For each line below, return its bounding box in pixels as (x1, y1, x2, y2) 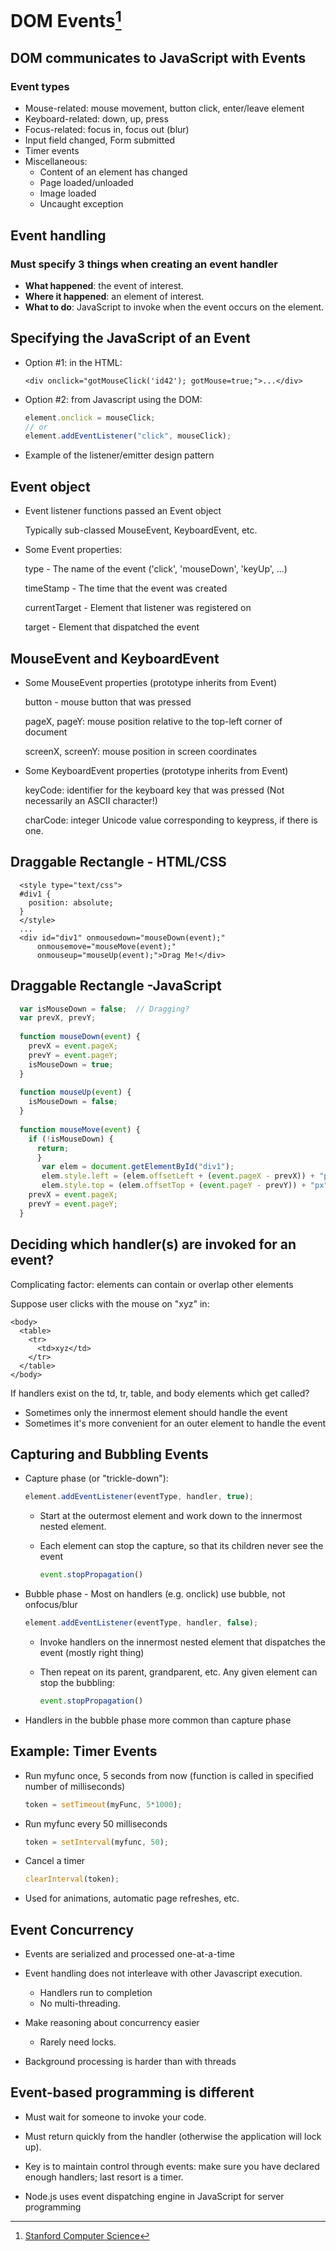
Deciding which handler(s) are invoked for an (10, 1236, 297, 1253)
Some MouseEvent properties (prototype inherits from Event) (24, 676, 278, 688)
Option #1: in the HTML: (24, 356, 123, 368)
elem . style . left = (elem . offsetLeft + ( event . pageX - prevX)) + (41, 1171, 315, 1181)
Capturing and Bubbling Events (10, 1446, 209, 1463)
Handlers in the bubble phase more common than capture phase (24, 1714, 292, 1726)
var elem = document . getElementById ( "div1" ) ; (41, 1162, 235, 1172)
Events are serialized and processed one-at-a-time (24, 1948, 236, 1960)
